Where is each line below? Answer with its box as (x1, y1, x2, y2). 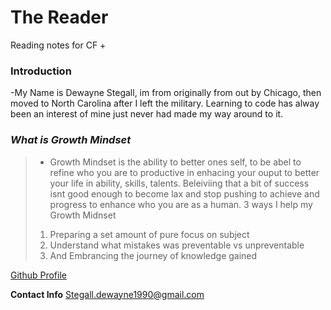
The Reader (10, 6, 109, 29)
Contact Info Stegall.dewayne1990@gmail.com (10, 288, 205, 300)
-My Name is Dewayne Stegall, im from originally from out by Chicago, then (10, 87, 322, 99)
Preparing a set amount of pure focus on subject (49, 228, 250, 240)
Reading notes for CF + (10, 39, 107, 51)
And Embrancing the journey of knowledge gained (49, 249, 258, 261)
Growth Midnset (49, 209, 117, 221)
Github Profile (10, 269, 67, 281)
